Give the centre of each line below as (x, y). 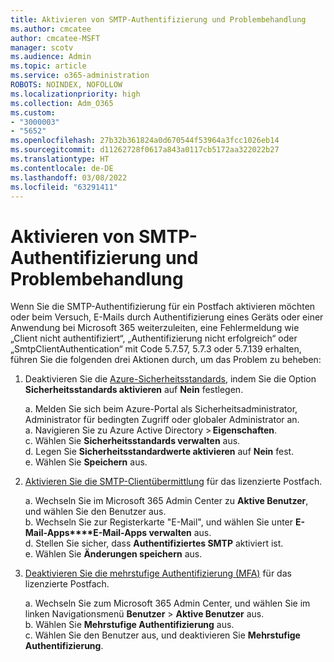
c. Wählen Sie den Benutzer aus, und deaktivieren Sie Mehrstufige (162, 635)
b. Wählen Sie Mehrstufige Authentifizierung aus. (129, 625)
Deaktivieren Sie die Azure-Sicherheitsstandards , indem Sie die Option (170, 379)
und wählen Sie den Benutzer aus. (95, 512)
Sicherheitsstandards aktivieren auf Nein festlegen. (134, 390)
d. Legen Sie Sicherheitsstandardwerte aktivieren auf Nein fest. (159, 452)
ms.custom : (33, 112)
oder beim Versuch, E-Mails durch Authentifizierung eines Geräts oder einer (167, 317)
